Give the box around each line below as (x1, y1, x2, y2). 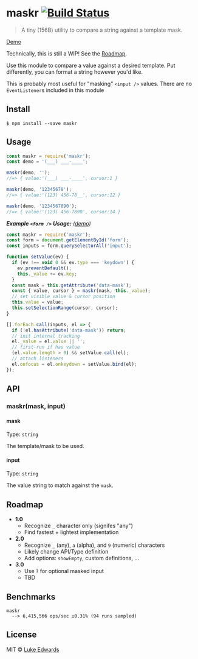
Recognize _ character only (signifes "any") (24, 522, 134, 530)
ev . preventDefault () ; (17, 265, 72, 271)
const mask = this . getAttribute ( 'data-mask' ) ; (12, 282, 132, 288)
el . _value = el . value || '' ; (12, 338, 86, 344)
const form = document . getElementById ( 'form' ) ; (6, 237, 129, 243)
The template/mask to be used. (6, 443, 84, 450)
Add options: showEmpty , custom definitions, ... (24, 555, 140, 562)
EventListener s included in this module (6, 86, 104, 94)
